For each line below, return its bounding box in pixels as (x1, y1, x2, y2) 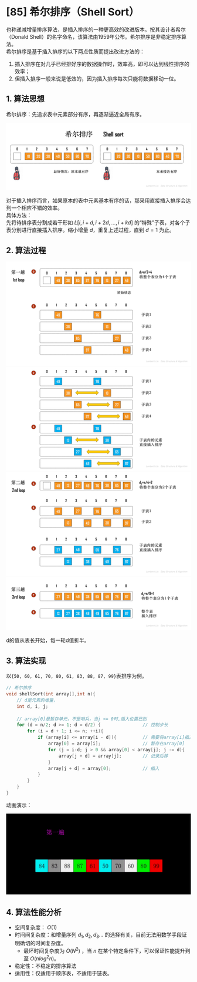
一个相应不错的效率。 (11, 204, 63, 211)
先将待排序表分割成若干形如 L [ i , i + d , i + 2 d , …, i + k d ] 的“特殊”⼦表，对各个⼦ (6, 219, 191, 226)
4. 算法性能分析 (6, 907, 62, 917)
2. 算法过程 (6, 245, 46, 255)
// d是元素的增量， (16, 697, 58, 703)
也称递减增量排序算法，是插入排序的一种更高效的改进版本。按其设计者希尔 (6, 26, 186, 33)
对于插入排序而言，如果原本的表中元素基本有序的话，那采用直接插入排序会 (6, 197, 186, 204)
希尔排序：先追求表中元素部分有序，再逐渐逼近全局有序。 (6, 110, 145, 117)
